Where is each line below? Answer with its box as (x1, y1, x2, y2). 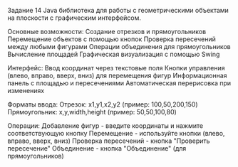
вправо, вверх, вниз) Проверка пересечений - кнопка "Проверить (7, 136, 210, 145)
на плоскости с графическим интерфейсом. (7, 14, 141, 22)
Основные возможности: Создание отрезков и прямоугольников (7, 28, 207, 36)
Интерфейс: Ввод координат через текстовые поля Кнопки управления (7, 64, 225, 72)
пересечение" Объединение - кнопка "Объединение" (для (7, 144, 187, 152)
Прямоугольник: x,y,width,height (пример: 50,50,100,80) (7, 108, 177, 116)
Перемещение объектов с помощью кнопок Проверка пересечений (7, 35, 216, 43)
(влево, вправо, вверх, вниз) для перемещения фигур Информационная (7, 71, 227, 80)
